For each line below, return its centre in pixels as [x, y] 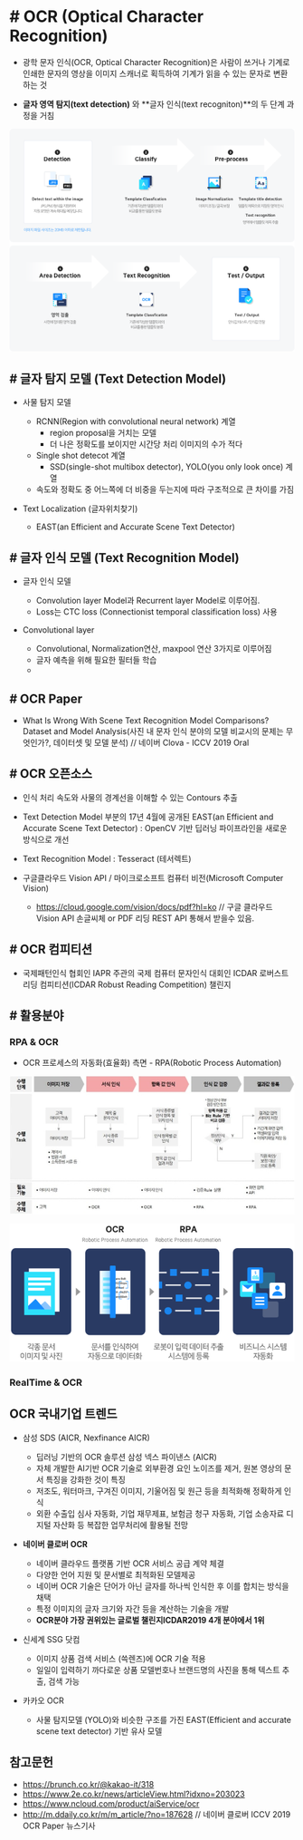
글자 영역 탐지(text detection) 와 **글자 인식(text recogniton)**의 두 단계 [153, 104]
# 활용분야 [37, 1016]
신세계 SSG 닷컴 [51, 1639]
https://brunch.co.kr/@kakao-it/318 [88, 1785]
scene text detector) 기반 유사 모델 [99, 1731]
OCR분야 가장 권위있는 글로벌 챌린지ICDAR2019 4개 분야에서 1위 [150, 1620]
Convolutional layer [58, 630]
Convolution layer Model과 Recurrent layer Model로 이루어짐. [148, 601]
